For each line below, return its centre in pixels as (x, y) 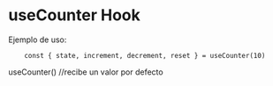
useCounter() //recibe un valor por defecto (86, 72)
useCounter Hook (74, 15)
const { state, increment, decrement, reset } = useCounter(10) (145, 55)
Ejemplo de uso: (38, 39)
